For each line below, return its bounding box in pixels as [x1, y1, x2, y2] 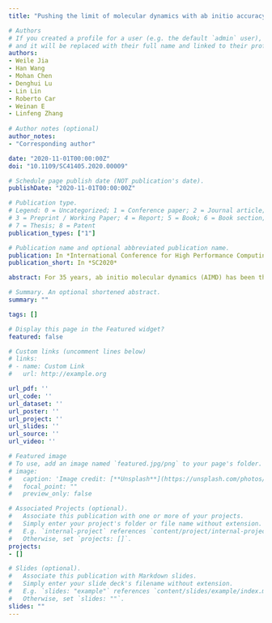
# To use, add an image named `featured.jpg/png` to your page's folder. [8, 460, 263, 468]
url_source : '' [8, 430, 60, 439]
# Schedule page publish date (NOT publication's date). [8, 176, 205, 185]
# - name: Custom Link [8, 362, 85, 370]
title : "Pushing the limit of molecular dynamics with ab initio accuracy [8, 11, 266, 20]
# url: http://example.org [8, 370, 107, 379]
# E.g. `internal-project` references [8, 527, 147, 535]
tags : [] [8, 310, 38, 318]
